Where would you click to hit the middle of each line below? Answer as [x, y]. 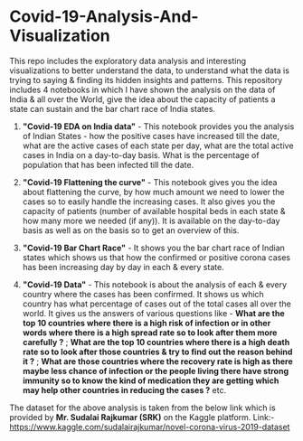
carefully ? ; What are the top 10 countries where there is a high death [156, 342]
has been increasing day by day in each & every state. [123, 267]
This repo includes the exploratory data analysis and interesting [128, 61]
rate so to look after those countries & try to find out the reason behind [157, 352]
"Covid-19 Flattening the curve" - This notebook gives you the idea [150, 182]
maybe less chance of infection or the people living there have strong [156, 371]
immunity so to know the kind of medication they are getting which [151, 380]
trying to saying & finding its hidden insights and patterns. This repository [146, 80]
